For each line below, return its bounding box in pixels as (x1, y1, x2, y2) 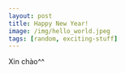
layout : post (8, 11, 53, 20)
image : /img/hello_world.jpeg (8, 27, 111, 35)
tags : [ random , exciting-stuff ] (8, 34, 118, 43)
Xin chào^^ (8, 57, 45, 67)
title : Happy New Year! (8, 19, 89, 28)
